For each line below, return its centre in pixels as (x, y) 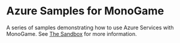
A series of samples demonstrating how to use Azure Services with (90, 27)
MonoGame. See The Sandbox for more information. (72, 33)
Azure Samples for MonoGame (85, 11)
